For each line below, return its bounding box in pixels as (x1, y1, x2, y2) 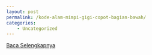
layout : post (6, 8, 39, 15)
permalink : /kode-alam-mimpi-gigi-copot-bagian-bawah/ (6, 14, 147, 20)
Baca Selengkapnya (6, 42, 56, 49)
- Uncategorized (17, 25, 58, 32)
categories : (6, 20, 36, 26)
